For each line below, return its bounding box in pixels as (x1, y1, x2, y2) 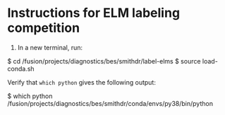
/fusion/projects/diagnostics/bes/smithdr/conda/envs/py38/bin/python (7, 99, 214, 107)
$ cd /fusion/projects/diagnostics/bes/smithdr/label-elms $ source (7, 56, 201, 65)
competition (7, 20, 80, 36)
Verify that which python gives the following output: (7, 78, 157, 86)
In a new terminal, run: (17, 43, 83, 52)
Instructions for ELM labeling (7, 5, 181, 21)
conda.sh (7, 64, 35, 73)
